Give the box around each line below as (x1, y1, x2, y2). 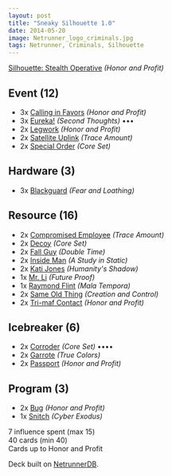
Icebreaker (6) (8, 321, 81, 334)
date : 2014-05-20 (8, 26, 66, 34)
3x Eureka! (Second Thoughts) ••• (19, 116, 135, 125)
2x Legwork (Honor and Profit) (19, 124, 121, 134)
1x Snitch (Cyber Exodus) (19, 411, 104, 421)
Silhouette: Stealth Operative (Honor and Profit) (8, 63, 165, 73)
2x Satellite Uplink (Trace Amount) (19, 132, 133, 142)
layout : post (8, 11, 52, 20)
